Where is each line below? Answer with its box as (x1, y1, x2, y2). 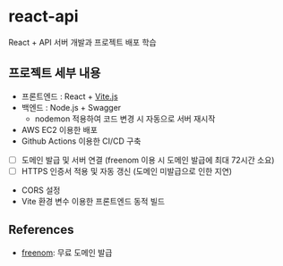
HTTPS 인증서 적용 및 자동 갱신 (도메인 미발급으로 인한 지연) (21, 165, 233, 176)
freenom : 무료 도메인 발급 (21, 247, 113, 258)
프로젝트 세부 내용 (8, 65, 101, 81)
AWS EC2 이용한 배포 (21, 124, 98, 135)
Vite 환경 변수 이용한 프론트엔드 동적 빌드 (21, 195, 166, 206)
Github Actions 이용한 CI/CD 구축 (21, 136, 141, 146)
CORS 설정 (21, 185, 61, 195)
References (8, 222, 74, 237)
